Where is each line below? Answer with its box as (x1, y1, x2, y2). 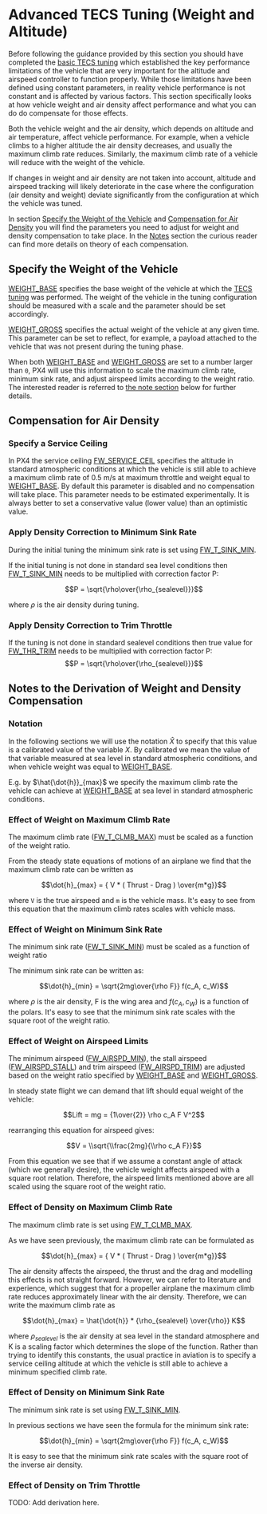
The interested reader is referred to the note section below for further (8, 382, 237, 392)
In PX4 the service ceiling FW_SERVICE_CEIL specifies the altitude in (8, 456, 234, 466)
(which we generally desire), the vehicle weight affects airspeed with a (8, 1165, 241, 1174)
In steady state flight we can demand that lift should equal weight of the (8, 1086, 244, 1096)
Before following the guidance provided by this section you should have (8, 49, 244, 58)
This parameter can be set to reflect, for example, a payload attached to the (8, 333, 257, 342)
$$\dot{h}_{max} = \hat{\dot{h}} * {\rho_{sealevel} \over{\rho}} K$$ (22, 1315, 245, 1325)
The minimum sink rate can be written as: (8, 966, 144, 976)
